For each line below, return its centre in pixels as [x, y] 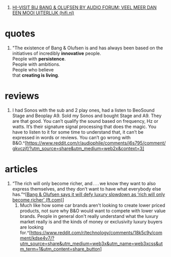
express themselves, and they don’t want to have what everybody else [87, 189]
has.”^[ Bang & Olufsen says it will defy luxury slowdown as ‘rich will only [89, 194]
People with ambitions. [36, 64]
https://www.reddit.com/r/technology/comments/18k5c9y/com [96, 232]
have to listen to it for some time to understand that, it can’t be [78, 132]
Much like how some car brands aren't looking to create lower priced [92, 205]
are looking [32, 227]
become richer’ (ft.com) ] [38, 199]
